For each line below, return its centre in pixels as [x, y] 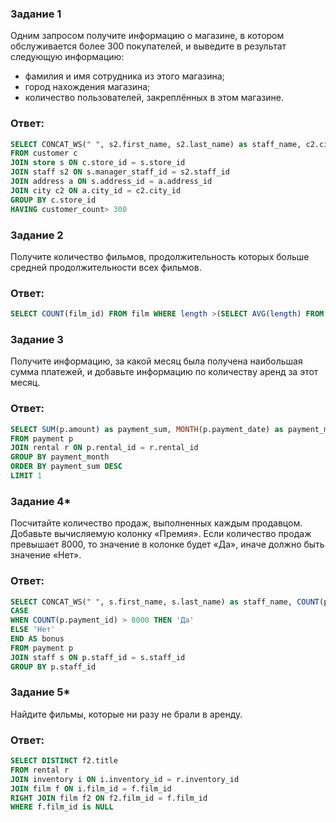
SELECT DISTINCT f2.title [64, 761]
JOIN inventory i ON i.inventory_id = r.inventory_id [125, 779]
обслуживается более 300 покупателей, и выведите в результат [148, 46]
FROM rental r [40, 770]
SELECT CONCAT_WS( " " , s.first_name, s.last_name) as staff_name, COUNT [165, 602]
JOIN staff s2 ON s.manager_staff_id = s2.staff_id [120, 172]
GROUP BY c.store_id [53, 200]
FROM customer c [44, 153]
